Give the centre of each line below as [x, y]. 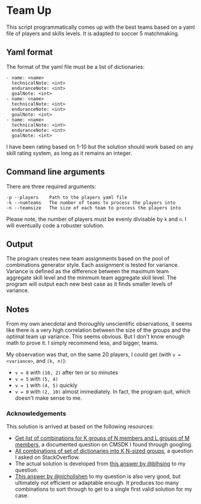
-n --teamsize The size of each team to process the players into [94, 208]
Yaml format [29, 52]
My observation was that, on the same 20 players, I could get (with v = [94, 355]
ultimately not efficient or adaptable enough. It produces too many [97, 483]
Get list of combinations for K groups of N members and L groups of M [102, 438]
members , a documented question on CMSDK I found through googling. [104, 445]
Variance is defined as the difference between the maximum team [88, 271]
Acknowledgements [36, 413]
